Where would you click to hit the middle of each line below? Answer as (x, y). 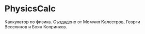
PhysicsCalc (30, 9)
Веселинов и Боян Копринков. (36, 26)
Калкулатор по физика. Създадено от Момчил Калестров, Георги (72, 22)
